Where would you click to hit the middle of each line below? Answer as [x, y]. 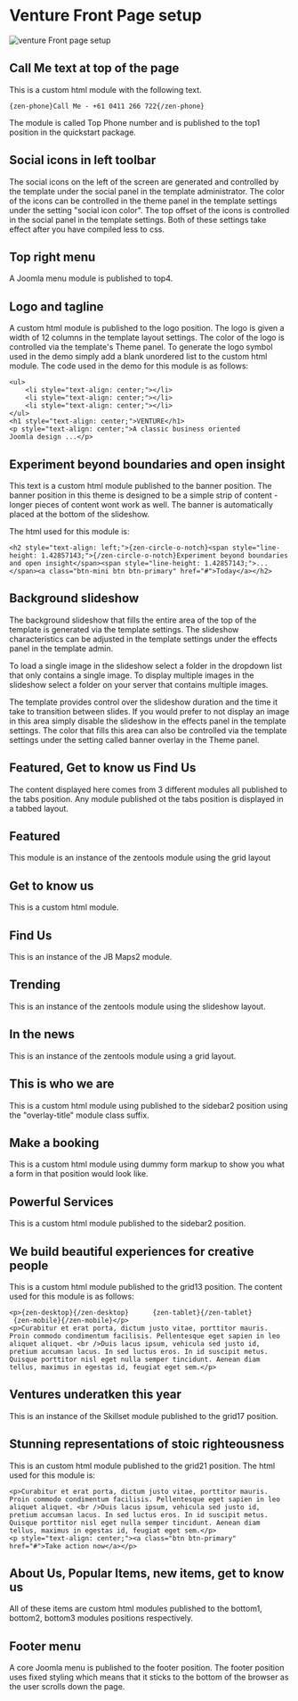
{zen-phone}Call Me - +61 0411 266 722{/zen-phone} [107, 106]
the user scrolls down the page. [67, 1687]
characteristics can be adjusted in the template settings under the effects [143, 639]
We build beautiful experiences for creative [132, 1251]
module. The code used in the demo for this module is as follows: [129, 366]
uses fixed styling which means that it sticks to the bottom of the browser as [149, 1677]
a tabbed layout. [39, 808]
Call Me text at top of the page [94, 68]
